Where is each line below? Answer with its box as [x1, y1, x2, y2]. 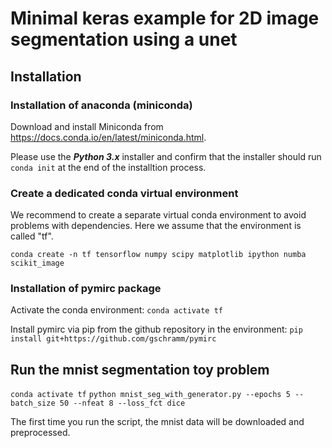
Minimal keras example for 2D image [10, 7, 320, 30]
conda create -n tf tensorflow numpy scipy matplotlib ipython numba [10, 250, 307, 260]
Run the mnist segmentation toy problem [10, 361, 270, 378]
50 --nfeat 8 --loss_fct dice [59, 398, 186, 409]
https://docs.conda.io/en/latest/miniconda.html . [10, 131, 207, 143]
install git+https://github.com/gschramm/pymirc [10, 334, 217, 344]
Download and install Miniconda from [10, 120, 164, 132]
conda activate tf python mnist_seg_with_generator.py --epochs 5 [10, 390, 291, 400]
